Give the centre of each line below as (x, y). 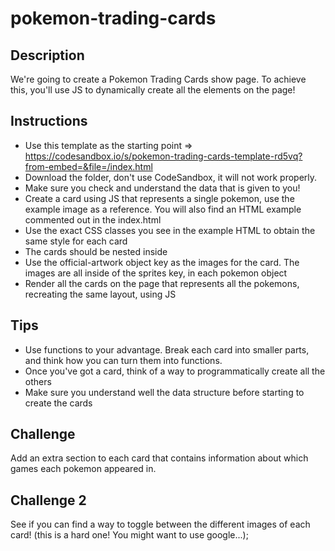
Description (47, 55)
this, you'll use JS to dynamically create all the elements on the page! (153, 90)
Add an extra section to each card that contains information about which (159, 458)
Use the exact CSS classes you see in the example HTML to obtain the (170, 230)
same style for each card (76, 241)
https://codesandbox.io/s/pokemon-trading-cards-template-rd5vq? (163, 156)
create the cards (58, 403)
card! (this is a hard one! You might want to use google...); (129, 535)
